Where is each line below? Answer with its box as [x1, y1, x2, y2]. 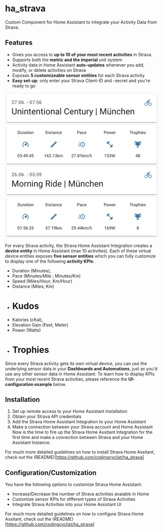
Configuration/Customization [5, 468, 97, 477]
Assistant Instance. [12, 439, 51, 446]
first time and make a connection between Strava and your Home [12, 435, 143, 440]
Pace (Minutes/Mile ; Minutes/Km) [12, 273, 81, 279]
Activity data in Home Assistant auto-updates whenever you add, [12, 62, 145, 68]
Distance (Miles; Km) [12, 283, 55, 289]
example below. [34, 381, 67, 387]
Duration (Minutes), [12, 267, 51, 273]
